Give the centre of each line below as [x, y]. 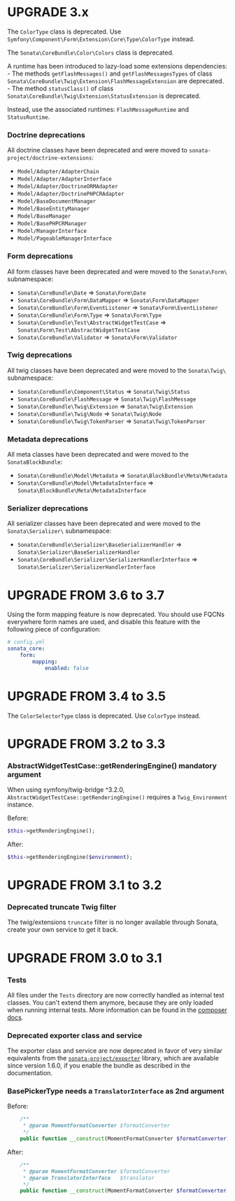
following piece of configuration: [54, 630]
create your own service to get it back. [63, 930]
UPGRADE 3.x [48, 12]
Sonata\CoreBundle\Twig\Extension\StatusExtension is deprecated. [104, 96]
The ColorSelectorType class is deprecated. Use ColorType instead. [104, 716]
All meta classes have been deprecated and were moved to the [98, 455]
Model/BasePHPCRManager [52, 224]
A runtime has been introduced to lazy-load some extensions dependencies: [117, 66]
